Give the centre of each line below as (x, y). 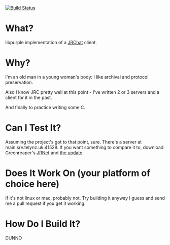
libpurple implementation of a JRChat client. (51, 42)
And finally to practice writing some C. (45, 107)
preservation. (19, 82)
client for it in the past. (29, 97)
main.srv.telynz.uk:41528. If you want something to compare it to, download (84, 147)
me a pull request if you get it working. (45, 203)
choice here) (32, 184)
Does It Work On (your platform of (78, 173)
